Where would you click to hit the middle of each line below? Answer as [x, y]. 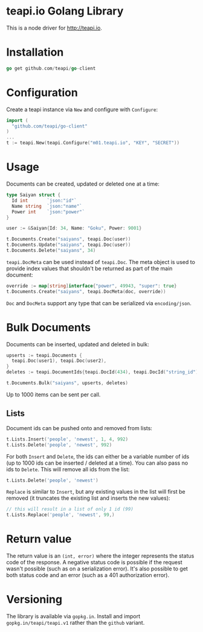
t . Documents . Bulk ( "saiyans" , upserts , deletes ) [67, 383]
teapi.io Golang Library [65, 11]
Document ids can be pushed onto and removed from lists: [79, 428]
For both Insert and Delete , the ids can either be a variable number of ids [98, 456]
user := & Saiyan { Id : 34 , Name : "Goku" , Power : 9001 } [74, 228]
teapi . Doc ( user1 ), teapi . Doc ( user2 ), [59, 361]
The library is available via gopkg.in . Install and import [73, 616]
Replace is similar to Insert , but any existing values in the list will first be [96, 492]
